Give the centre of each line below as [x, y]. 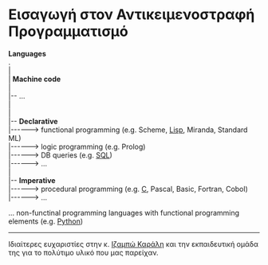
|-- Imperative [32, 180]
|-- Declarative [33, 121]
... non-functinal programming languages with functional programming [124, 212]
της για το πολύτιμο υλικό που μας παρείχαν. [83, 252]
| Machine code [35, 79]
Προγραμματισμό [69, 31]
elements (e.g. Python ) [46, 221]
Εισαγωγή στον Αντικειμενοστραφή [132, 15]
